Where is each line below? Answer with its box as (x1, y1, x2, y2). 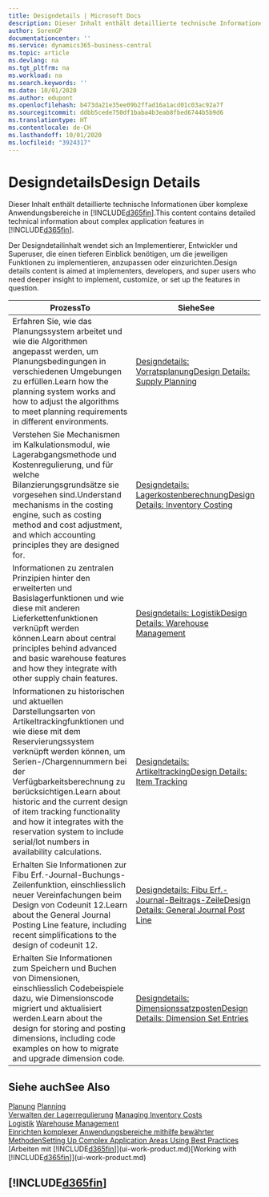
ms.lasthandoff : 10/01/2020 (8, 131, 102, 139)
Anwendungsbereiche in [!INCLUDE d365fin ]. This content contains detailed (8, 208, 256, 217)
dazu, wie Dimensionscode (12, 992, 114, 1004)
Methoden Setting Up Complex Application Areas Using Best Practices (8, 1136, 239, 1146)
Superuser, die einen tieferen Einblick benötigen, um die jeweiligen (8, 250, 228, 259)
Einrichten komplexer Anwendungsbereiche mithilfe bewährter (8, 1127, 215, 1137)
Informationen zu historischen (12, 686, 126, 697)
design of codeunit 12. (12, 939, 98, 951)
